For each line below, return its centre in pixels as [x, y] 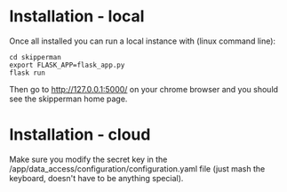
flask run [28, 73]
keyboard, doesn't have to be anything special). [96, 178]
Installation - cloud [80, 135]
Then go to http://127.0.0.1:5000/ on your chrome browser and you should [143, 89]
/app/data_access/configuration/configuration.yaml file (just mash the [137, 168]
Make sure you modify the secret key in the [88, 159]
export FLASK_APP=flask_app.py [67, 65]
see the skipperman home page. [68, 99]
